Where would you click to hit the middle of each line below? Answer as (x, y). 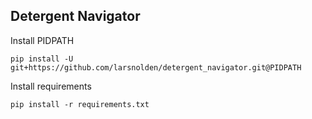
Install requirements (51, 86)
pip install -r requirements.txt (80, 104)
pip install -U (42, 59)
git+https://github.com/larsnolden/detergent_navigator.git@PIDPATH (156, 67)
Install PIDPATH (42, 40)
